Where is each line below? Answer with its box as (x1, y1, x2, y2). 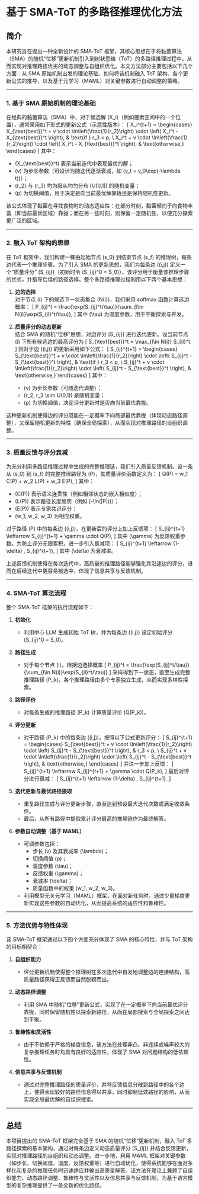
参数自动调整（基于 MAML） (14, 828, 85, 835)
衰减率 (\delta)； (32, 878, 73, 885)
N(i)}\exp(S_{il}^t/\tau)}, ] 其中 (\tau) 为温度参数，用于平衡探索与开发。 (14, 310, 188, 318)
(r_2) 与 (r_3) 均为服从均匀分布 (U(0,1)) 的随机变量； (14, 182, 140, 190)
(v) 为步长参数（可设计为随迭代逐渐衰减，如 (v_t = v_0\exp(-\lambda (14, 167, 181, 175)
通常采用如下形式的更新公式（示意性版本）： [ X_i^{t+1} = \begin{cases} (18, 121, 192, 128)
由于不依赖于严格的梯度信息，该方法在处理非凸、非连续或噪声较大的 (23, 1041, 190, 1048)
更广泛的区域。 (6, 217, 43, 224)
